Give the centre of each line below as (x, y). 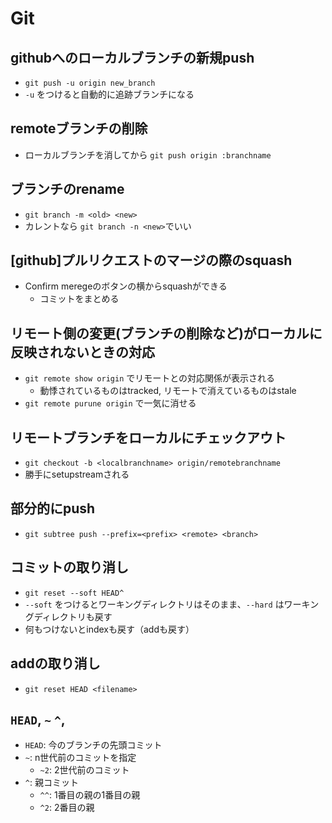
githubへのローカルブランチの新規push (132, 57)
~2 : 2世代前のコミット (84, 770)
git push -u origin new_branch (90, 83)
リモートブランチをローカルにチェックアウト (148, 437)
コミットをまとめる (79, 299)
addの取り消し (55, 663)
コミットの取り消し (69, 567)
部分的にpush (53, 508)
